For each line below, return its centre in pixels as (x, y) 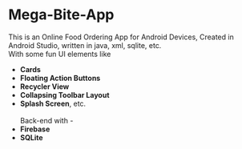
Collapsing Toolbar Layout (65, 95)
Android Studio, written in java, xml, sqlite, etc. (85, 45)
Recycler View (44, 87)
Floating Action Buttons (60, 78)
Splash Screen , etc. (53, 103)
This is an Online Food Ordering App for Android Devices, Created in (121, 37)
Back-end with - (46, 120)
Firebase (35, 129)
